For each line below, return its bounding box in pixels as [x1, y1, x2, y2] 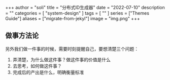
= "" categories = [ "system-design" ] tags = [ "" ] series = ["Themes [5, 10, 150, 16]
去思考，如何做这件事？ [12, 63, 62, 69]
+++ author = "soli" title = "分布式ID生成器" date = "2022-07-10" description [5, 5, 165, 10]
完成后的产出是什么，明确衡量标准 [12, 69, 84, 75]
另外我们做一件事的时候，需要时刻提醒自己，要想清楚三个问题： [5, 46, 139, 52]
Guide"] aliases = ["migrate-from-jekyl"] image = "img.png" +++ [5, 16, 141, 21]
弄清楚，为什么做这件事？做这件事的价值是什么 [12, 56, 111, 62]
